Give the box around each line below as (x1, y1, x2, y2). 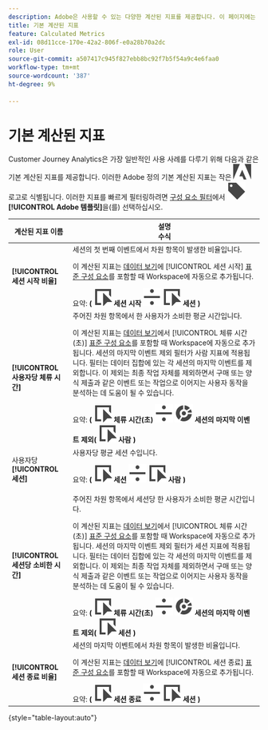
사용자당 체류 (11, 372, 53, 382)
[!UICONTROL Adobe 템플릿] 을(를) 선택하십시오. (8, 202, 164, 212)
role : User (8, 46, 45, 55)
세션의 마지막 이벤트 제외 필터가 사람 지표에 (95, 348, 230, 358)
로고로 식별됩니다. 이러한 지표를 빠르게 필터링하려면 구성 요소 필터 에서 (8, 192, 226, 202)
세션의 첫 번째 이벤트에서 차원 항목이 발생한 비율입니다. (73, 244, 242, 255)
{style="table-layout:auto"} (8, 712, 97, 722)
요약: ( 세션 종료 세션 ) (73, 695, 201, 704)
